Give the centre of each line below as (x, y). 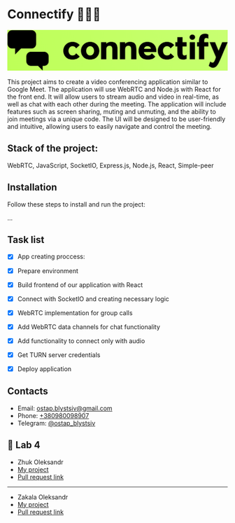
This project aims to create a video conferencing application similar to (108, 82)
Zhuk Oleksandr (41, 462)
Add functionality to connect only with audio (81, 341)
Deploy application (44, 369)
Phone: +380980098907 (53, 415)
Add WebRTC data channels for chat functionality (89, 327)
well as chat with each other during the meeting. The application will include (117, 104)
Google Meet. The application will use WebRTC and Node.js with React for (114, 90)
